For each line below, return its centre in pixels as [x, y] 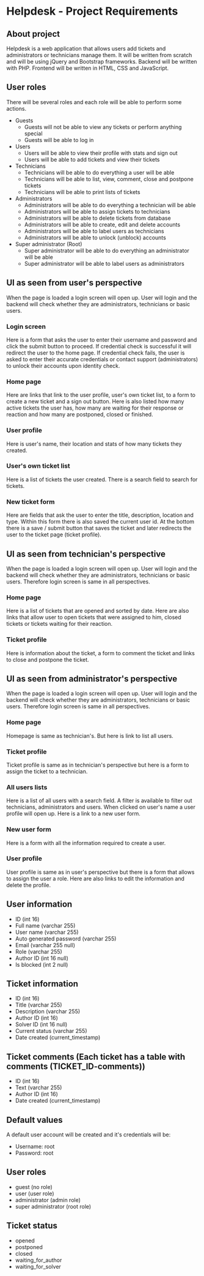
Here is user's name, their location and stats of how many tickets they [94, 444]
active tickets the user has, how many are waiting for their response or [95, 408]
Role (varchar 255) [38, 951]
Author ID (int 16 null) [42, 958]
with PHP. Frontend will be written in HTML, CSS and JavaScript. [88, 68]
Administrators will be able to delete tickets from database [97, 218]
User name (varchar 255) [47, 932]
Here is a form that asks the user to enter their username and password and [102, 340]
